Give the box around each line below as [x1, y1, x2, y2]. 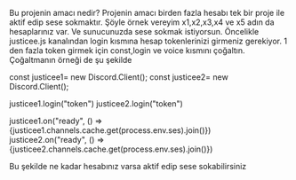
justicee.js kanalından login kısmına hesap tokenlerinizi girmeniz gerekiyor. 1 [9, 35, 287, 46]
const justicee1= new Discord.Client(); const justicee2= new [9, 72, 228, 82]
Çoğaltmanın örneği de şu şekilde [9, 55, 132, 65]
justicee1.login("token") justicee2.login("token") [9, 98, 184, 109]
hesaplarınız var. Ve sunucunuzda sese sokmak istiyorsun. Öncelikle [9, 27, 260, 36]
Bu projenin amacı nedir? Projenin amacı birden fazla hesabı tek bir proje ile [9, 8, 285, 18]
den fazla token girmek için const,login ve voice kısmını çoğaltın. [9, 45, 246, 56]
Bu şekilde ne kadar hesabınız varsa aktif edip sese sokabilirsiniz [9, 161, 247, 171]
